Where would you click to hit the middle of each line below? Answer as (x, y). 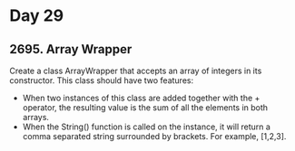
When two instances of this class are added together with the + (141, 98)
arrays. (36, 117)
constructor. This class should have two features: (101, 80)
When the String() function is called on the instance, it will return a (146, 127)
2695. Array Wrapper (71, 49)
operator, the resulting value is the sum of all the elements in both (145, 108)
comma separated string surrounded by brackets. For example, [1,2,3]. (154, 136)
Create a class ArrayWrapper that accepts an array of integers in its (136, 71)
